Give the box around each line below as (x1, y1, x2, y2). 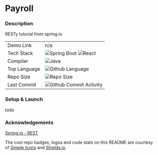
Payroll (5, 3, 34, 14)
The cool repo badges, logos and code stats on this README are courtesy (5, 139, 153, 145)
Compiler (7, 58, 29, 64)
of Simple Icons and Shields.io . (5, 145, 67, 151)
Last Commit (7, 81, 36, 88)
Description (5, 20, 33, 27)
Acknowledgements (5, 119, 54, 126)
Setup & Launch (5, 96, 43, 103)
